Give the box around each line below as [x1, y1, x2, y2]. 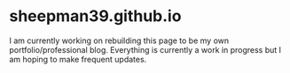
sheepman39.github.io [9, 6, 182, 26]
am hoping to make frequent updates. [9, 54, 147, 64]
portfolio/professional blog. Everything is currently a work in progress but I [9, 44, 282, 55]
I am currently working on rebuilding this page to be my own [9, 35, 230, 46]
